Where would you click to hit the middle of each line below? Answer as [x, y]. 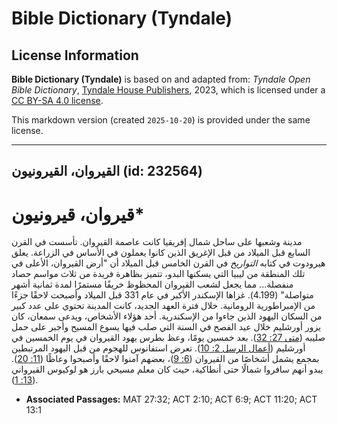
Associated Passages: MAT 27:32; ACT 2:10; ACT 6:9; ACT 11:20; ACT [171, 399]
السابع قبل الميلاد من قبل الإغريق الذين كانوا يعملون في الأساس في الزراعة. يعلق [161, 253]
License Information [75, 55]
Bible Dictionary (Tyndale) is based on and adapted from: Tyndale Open [161, 79]
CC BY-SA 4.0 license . [57, 100]
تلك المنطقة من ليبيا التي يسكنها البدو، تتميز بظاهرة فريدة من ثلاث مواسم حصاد [158, 274]
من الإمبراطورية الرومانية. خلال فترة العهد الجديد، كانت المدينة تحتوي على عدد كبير [163, 306]
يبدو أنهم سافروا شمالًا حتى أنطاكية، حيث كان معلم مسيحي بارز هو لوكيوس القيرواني [167, 369]
